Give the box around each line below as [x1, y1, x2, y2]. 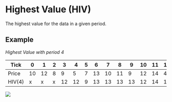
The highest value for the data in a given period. [5, 21, 106, 27]
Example [5, 35, 34, 44]
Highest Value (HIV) [5, 4, 91, 15]
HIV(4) [8, 78, 25, 85]
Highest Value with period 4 [5, 49, 64, 55]
